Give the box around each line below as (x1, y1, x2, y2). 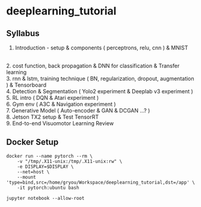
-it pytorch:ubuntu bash (17, 185, 79, 191)
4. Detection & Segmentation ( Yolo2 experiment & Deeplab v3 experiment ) (6, 88, 194, 94)
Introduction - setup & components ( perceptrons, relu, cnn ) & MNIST (14, 44, 188, 51)
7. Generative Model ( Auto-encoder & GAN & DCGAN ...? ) (6, 107, 150, 114)
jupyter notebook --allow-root (6, 195, 85, 201)
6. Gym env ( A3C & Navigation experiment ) (6, 100, 116, 108)
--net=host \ (17, 168, 50, 175)
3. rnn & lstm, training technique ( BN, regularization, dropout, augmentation (6, 75, 194, 82)
